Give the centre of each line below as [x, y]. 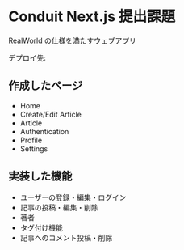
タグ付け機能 [41, 227]
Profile [31, 140]
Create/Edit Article [51, 114]
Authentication [44, 131]
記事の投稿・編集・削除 [59, 207]
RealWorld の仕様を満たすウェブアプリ [73, 40]
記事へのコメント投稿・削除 [66, 237]
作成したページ [46, 86]
